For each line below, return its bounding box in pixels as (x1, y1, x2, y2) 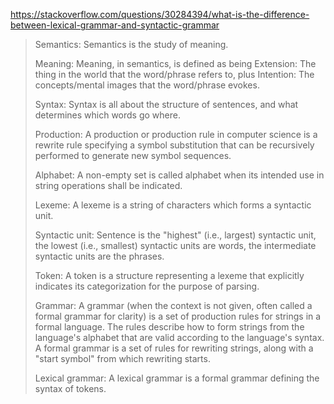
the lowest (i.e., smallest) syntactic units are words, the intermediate (34, 240, 317, 251)
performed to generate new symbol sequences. (34, 150, 232, 161)
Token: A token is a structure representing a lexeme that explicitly (34, 270, 305, 281)
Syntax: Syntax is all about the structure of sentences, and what (34, 99, 299, 110)
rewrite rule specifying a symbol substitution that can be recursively (34, 139, 315, 151)
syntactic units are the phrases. (34, 250, 165, 262)
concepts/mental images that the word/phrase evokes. (34, 79, 260, 91)
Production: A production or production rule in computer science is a (34, 129, 318, 140)
